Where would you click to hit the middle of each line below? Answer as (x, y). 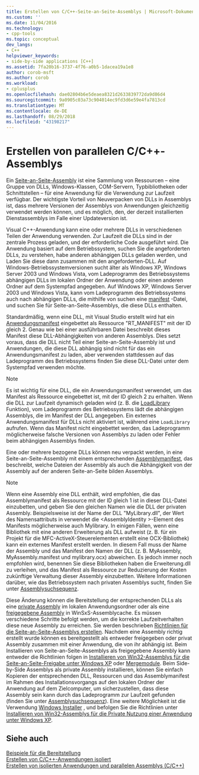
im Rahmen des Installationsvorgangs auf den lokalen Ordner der (85, 682)
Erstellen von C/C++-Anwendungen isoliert (59, 759)
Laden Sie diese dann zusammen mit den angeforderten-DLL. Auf (86, 261)
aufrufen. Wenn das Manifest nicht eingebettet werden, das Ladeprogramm (98, 428)
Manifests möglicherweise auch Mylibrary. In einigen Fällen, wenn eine (92, 526)
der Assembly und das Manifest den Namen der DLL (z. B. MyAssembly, (94, 551)
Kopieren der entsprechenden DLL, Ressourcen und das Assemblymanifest (98, 676)
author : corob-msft (30, 72)
